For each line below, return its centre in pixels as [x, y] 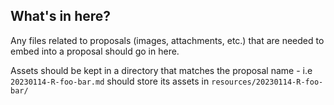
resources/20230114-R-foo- [267, 82]
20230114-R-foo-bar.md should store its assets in [110, 81]
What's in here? [61, 16]
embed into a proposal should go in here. [95, 51]
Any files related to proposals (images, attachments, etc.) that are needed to [167, 40]
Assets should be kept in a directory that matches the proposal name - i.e [161, 70]
